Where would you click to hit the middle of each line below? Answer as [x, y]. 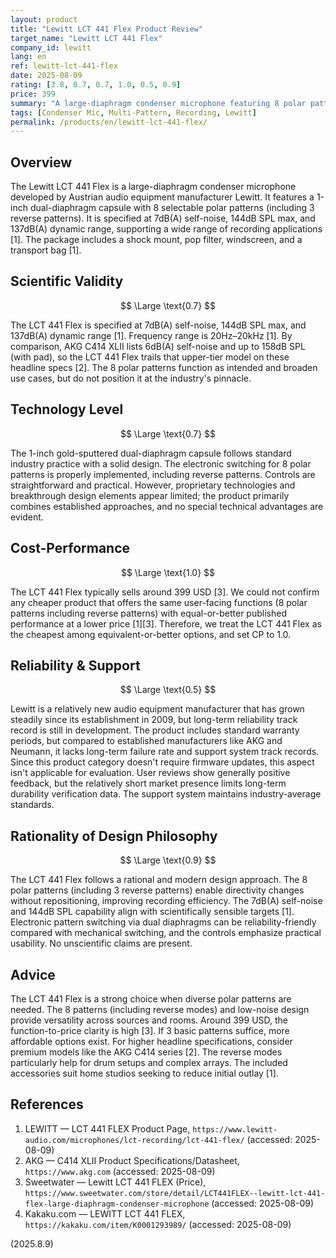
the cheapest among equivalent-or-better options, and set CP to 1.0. [151, 634]
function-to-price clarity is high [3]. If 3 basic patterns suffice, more [150, 1030]
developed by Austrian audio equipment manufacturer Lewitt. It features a [162, 197]
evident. [27, 517]
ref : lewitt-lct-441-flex [64, 66]
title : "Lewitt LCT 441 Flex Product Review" [106, 29]
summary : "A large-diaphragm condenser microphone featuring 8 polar [158, 103]
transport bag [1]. [46, 250]
